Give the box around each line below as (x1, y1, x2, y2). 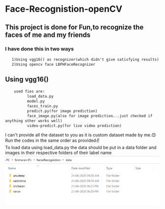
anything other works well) (5, 118, 63, 123)
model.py (27, 99, 45, 104)
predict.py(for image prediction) (27, 108, 98, 113)
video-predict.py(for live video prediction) (27, 123, 122, 128)
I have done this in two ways (5, 45, 74, 52)
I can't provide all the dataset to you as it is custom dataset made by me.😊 (5, 131, 156, 138)
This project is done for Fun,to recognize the (5, 23, 144, 31)
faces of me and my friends (5, 30, 91, 39)
